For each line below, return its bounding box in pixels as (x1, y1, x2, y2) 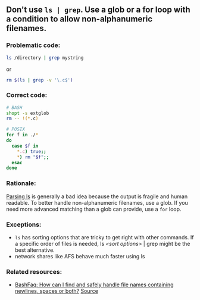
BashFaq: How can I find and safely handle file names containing (14, 281, 174, 288)
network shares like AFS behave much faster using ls (14, 252, 145, 260)
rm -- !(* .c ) (6, 115, 39, 121)
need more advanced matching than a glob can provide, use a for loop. (6, 205, 182, 212)
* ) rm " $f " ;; (17, 154, 49, 160)
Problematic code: (6, 41, 61, 49)
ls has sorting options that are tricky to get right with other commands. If (14, 233, 195, 240)
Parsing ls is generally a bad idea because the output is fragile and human (6, 193, 188, 200)
